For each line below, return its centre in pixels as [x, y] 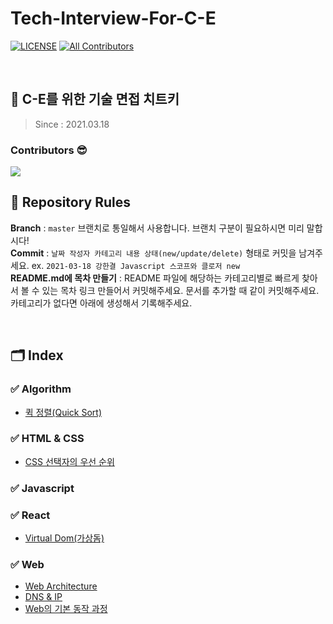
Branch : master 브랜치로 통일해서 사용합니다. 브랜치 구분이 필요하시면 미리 [157, 228]
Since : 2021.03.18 [72, 124]
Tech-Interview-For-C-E [113, 18]
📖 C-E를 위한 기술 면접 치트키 [95, 99]
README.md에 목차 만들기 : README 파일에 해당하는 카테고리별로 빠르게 [155, 278]
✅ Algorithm [41, 389]
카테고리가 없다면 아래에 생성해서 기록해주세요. [101, 303]
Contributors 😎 [49, 150]
